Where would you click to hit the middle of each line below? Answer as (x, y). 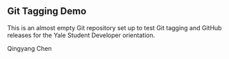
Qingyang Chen (29, 48)
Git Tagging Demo (47, 11)
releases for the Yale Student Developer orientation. (81, 35)
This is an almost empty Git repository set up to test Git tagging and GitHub (114, 27)
